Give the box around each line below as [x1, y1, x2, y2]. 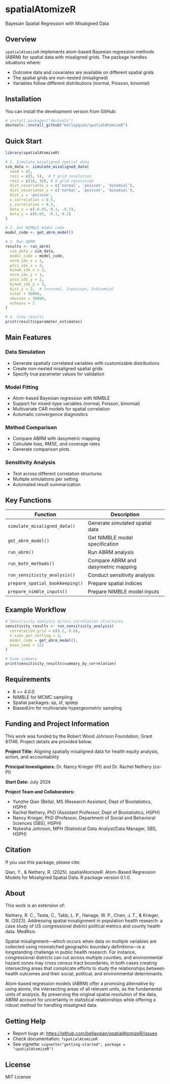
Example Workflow [5, 605, 66, 614]
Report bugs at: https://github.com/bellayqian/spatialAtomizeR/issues [12, 1030, 158, 1037]
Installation [5, 95, 41, 104]
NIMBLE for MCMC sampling [12, 694, 72, 700]
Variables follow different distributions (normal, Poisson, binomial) [12, 80, 150, 86]
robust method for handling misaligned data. [5, 1002, 98, 1008]
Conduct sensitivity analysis [88, 571, 155, 579]
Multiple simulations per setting [12, 476, 78, 482]
